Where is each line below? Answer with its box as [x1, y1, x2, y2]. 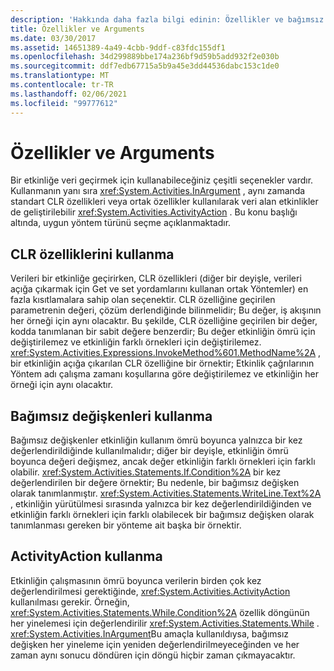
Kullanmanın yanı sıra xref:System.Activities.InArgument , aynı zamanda [10, 185, 306, 197]
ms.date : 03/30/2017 [10, 33, 97, 43]
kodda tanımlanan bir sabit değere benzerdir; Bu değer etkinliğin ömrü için [10, 326, 316, 338]
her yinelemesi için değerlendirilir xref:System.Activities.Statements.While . [10, 617, 320, 629]
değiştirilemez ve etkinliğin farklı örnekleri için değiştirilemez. [10, 336, 262, 348]
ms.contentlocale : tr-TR [10, 80, 114, 90]
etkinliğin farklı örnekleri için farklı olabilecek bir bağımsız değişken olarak [10, 509, 315, 521]
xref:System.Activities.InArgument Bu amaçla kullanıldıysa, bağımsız [10, 627, 290, 640]
